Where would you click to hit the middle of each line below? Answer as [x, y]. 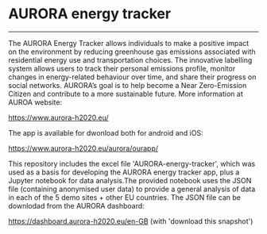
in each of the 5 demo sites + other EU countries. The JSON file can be [124, 197]
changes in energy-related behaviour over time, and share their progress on [132, 77]
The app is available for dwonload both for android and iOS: [106, 132]
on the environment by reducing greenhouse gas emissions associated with [132, 52]
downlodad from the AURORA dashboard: [76, 205]
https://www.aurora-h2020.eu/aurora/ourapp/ [83, 148]
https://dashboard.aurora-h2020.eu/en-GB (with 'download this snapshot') [131, 221]
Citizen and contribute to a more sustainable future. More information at [126, 94]
